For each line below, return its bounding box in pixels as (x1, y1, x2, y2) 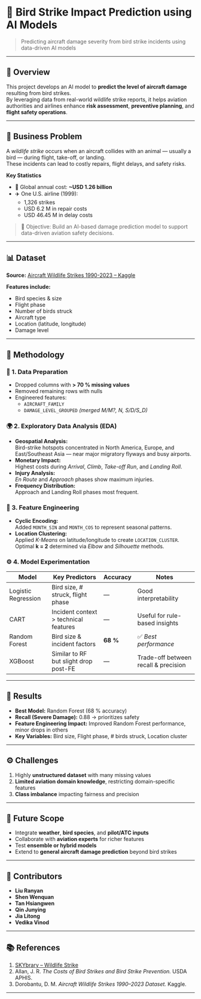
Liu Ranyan (14, 887, 44, 894)
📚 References (6, 942, 60, 953)
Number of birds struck (14, 307, 73, 315)
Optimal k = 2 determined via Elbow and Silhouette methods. (14, 543, 165, 550)
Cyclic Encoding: (14, 517, 59, 524)
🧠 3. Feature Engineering (6, 504, 80, 512)
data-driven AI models (20, 44, 77, 51)
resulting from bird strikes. (6, 89, 72, 96)
